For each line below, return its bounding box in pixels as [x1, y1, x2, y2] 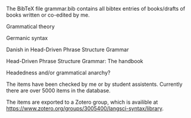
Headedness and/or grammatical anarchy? [6, 69, 111, 76]
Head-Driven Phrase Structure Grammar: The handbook [6, 58, 144, 64]
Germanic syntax [6, 35, 48, 41]
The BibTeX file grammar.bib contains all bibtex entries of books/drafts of [6, 5, 186, 12]
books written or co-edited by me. [6, 11, 90, 18]
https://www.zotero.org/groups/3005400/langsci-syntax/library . [6, 105, 164, 112]
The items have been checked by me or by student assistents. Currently [6, 80, 183, 88]
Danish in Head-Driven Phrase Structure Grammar [6, 46, 129, 53]
